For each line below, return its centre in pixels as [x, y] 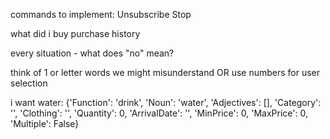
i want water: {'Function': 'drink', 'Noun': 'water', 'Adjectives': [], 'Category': [166, 102]
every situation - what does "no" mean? [92, 53]
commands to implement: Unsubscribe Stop [101, 14]
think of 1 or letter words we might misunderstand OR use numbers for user [165, 72]
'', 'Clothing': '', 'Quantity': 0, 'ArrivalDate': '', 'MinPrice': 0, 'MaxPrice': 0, [159, 113]
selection [29, 83]
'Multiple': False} [45, 123]
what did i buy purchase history [75, 33]
